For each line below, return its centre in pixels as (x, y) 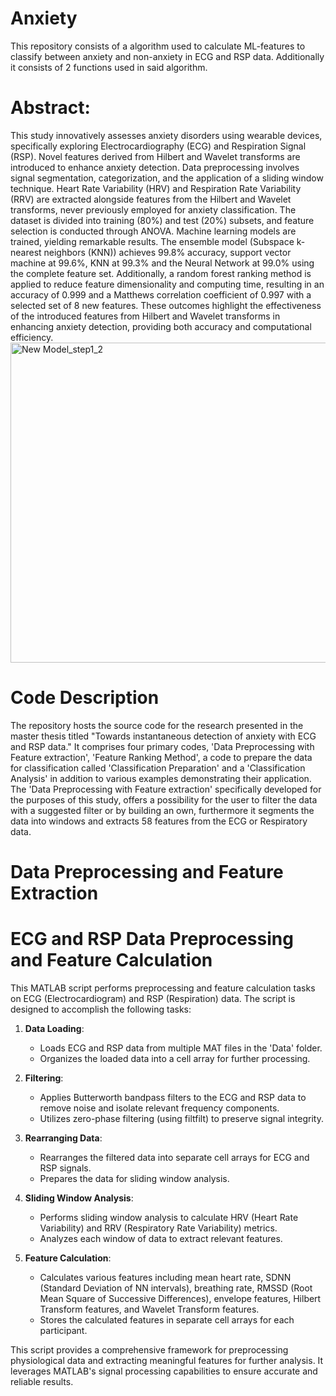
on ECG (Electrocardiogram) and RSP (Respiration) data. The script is (153, 998)
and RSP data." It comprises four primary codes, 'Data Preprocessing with (162, 746)
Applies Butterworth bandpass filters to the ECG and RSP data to (173, 1097)
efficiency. (32, 337)
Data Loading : (54, 1028)
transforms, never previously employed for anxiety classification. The (153, 209)
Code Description (85, 698)
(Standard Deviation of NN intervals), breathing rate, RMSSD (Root (176, 1288)
